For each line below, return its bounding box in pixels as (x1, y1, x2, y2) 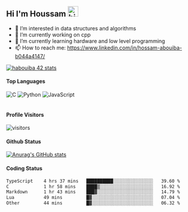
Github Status (6, 138, 42, 145)
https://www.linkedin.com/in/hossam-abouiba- (67, 44, 183, 51)
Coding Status (6, 165, 43, 172)
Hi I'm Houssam (6, 9, 67, 19)
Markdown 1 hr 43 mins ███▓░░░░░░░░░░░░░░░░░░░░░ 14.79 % (6, 189, 180, 195)
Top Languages (6, 78, 46, 85)
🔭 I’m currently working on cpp (14, 31, 91, 38)
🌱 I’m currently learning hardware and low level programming (14, 37, 165, 45)
